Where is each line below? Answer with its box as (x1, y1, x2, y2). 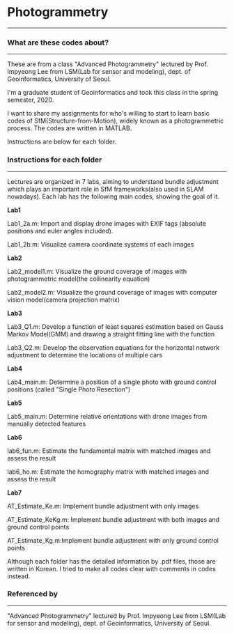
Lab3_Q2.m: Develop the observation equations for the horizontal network (7, 343, 220, 352)
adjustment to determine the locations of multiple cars (7, 350, 162, 359)
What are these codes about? (7, 38, 109, 47)
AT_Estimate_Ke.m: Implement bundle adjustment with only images (7, 502, 199, 510)
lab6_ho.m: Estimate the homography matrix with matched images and (7, 467, 210, 476)
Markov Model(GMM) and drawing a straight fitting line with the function (7, 330, 215, 338)
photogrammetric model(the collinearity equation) (7, 275, 150, 283)
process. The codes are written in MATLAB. (7, 124, 132, 132)
